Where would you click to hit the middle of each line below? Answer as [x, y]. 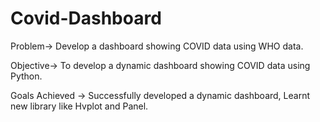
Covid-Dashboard [86, 18]
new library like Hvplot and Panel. [79, 106]
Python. [26, 76]
